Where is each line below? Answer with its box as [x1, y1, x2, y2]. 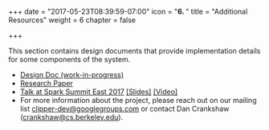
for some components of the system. [8, 55, 131, 64]
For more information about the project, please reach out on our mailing [19, 96, 257, 104]
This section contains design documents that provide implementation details [8, 46, 261, 55]
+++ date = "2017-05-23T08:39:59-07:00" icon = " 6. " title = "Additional [8, 7, 248, 16]
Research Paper [19, 79, 74, 88]
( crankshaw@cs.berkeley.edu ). [19, 112, 124, 122]
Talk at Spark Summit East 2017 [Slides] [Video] [19, 87, 178, 97]
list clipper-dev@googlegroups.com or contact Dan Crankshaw [19, 104, 230, 113]
